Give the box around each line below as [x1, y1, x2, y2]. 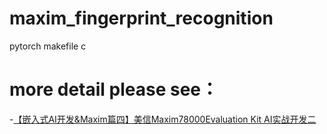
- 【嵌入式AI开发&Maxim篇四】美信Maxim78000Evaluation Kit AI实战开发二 [9, 113, 317, 125]
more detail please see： [9, 78, 219, 101]
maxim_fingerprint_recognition [9, 7, 274, 30]
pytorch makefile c [9, 40, 87, 52]
